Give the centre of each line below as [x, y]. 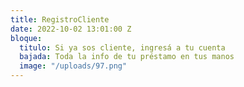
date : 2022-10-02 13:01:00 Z [71, 29]
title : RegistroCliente [60, 19]
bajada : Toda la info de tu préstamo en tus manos [127, 57]
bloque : [26, 38]
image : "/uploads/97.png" [73, 66]
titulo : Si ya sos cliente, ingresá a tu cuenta [122, 47]
